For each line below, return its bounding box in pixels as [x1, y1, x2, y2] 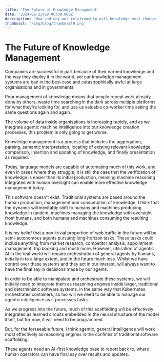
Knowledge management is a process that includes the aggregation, [5, 139, 143, 145]
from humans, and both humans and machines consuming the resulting [5, 215, 149, 221]
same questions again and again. [5, 109, 72, 115]
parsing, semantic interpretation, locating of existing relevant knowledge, [5, 144, 152, 150]
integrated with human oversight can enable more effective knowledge [5, 180, 147, 185]
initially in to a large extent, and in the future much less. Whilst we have [5, 256, 148, 262]
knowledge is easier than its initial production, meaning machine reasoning [5, 175, 155, 181]
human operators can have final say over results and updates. [5, 351, 129, 357]
